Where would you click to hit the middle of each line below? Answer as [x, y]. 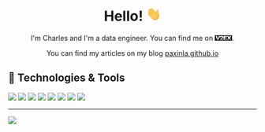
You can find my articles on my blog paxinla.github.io [132, 53]
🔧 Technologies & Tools [67, 78]
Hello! [123, 16]
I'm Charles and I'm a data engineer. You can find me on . [132, 38]
